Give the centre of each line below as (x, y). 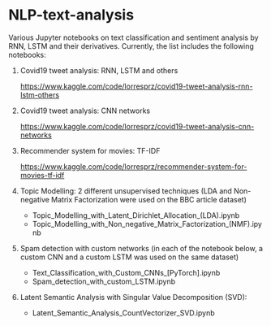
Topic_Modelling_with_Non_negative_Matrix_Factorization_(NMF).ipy (147, 224)
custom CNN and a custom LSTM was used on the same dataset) (129, 257)
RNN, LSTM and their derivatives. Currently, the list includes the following (131, 46)
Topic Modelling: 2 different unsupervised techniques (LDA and (126, 191)
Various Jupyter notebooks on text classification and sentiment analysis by (133, 37)
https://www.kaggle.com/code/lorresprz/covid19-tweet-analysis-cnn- (137, 126)
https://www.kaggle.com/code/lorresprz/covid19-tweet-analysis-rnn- (136, 86)
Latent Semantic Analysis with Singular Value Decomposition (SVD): (133, 297)
